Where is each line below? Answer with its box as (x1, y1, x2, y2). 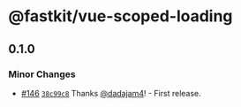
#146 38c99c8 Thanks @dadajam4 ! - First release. (20, 88, 202, 98)
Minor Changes (8, 68, 76, 80)
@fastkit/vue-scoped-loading (8, 6, 233, 27)
